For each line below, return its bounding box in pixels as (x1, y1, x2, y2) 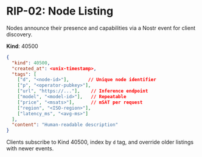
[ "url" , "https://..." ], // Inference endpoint (17, 88, 148, 95)
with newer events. (6, 145, 54, 152)
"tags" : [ (12, 71, 37, 77)
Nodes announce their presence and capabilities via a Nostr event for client (6, 24, 196, 32)
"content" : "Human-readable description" (12, 122, 119, 128)
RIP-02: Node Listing (6, 4, 114, 18)
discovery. (6, 30, 33, 38)
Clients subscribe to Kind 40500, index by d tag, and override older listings (6, 138, 193, 146)
